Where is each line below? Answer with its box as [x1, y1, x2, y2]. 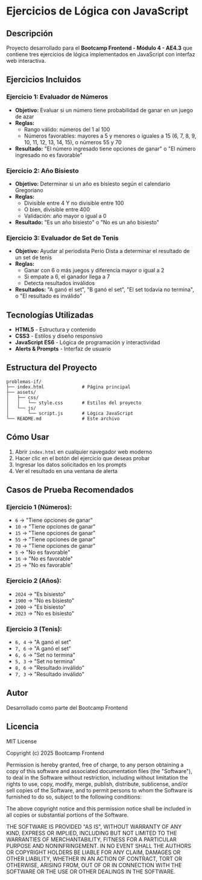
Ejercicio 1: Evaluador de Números [6, 92, 109, 101]
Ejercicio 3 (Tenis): [6, 625, 62, 633]
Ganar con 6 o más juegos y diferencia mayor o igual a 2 [24, 267, 165, 274]
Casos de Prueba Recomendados [6, 485, 134, 495]
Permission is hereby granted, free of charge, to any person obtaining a [6, 761, 184, 768]
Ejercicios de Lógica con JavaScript [6, 4, 189, 18]
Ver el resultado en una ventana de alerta [14, 467, 118, 475]
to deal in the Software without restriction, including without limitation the [6, 774, 188, 781]
